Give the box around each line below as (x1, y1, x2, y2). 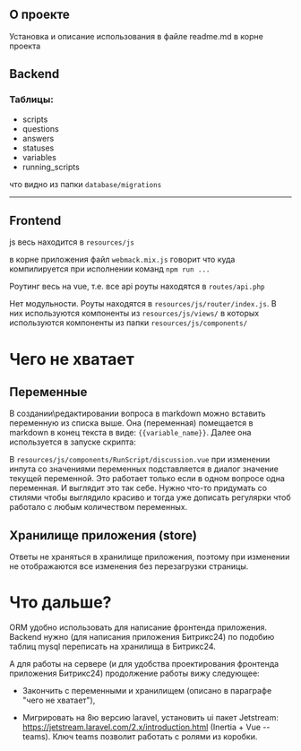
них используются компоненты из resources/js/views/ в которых (9, 308, 260, 319)
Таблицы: (9, 93, 54, 106)
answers (21, 133, 55, 143)
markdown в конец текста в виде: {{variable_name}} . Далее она (9, 427, 252, 438)
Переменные (9, 384, 88, 400)
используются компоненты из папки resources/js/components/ (9, 317, 248, 328)
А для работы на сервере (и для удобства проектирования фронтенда (9, 659, 279, 669)
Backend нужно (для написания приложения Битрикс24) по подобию (9, 632, 275, 643)
